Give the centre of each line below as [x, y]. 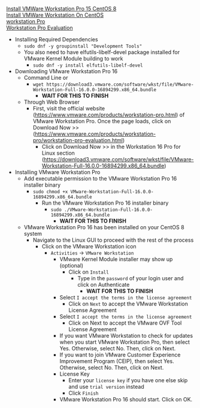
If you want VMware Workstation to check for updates [126, 336]
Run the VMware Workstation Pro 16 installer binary [105, 203]
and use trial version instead [107, 387]
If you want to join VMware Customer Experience [120, 355]
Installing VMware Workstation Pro [57, 172]
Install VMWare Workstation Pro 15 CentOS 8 [61, 9]
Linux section [58, 153]
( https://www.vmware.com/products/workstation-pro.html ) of [109, 115]
